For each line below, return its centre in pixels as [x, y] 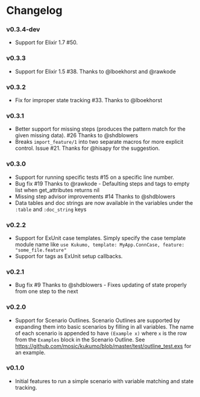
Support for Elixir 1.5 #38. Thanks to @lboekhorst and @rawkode [95, 71]
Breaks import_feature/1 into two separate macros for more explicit [99, 142]
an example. [30, 352]
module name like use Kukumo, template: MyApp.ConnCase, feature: [100, 244]
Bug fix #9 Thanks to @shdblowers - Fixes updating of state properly [101, 285]
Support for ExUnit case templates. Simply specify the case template [100, 238]
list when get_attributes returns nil [57, 190]
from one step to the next [46, 291]
